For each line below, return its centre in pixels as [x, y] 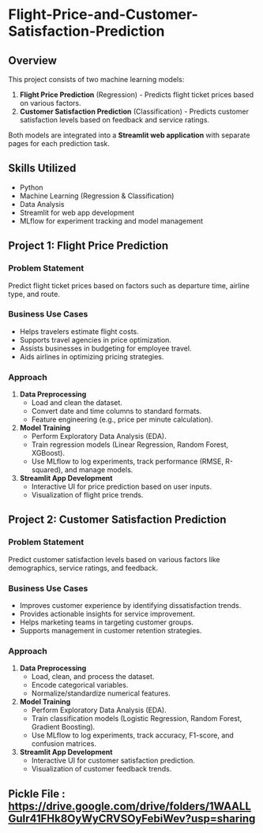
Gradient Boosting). [63, 727]
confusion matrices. [64, 744]
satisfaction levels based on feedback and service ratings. [115, 120]
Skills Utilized [42, 169]
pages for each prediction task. [59, 143]
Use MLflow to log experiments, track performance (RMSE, [127, 462]
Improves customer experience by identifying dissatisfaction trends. [130, 606]
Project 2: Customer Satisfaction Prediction [117, 520]
